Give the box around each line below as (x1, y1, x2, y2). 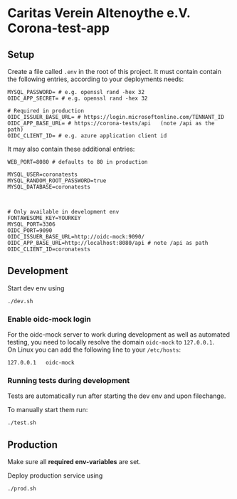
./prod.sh (7, 485, 37, 493)
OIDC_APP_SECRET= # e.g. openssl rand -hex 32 (7, 95, 148, 102)
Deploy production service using (7, 471, 103, 480)
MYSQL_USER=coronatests (7, 171, 78, 178)
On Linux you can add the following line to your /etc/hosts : (7, 345, 181, 354)
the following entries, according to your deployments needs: (7, 75, 184, 83)
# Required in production (7, 107, 84, 115)
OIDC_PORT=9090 (7, 227, 53, 234)
